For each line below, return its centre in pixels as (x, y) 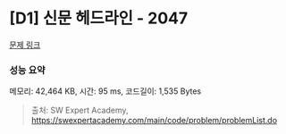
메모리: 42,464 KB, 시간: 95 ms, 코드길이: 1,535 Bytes (105, 91)
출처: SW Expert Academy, (80, 110)
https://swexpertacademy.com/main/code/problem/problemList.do (154, 121)
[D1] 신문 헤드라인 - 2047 (99, 18)
